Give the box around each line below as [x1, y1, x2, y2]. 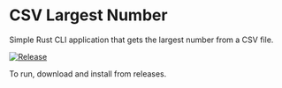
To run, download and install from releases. [9, 68, 167, 79]
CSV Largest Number [9, 5, 168, 26]
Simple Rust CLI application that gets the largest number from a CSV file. [9, 34, 274, 45]
